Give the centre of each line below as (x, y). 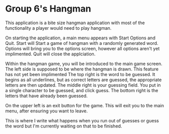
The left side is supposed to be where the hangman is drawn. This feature (82, 69)
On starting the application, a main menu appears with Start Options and (80, 38)
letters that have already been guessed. (46, 96)
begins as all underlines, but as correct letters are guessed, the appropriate (83, 80)
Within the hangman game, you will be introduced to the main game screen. (84, 63)
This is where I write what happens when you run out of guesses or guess (82, 120)
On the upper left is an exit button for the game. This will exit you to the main (85, 105)
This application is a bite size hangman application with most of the (75, 23)
